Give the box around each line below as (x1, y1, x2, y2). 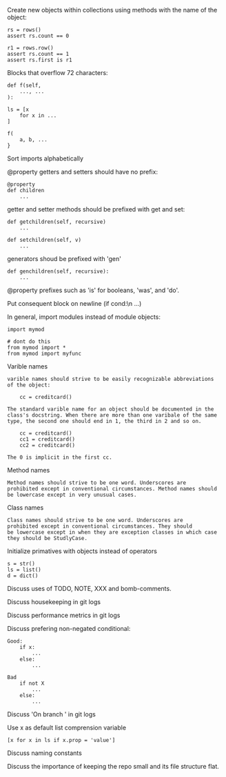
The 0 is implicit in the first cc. (7, 454, 112, 461)
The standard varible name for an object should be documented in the (7, 406, 214, 413)
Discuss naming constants (7, 749, 83, 757)
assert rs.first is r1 (7, 56, 72, 63)
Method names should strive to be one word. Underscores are (7, 479, 187, 486)
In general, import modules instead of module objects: (7, 313, 161, 321)
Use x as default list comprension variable (7, 723, 126, 732)
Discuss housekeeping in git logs (7, 598, 101, 605)
